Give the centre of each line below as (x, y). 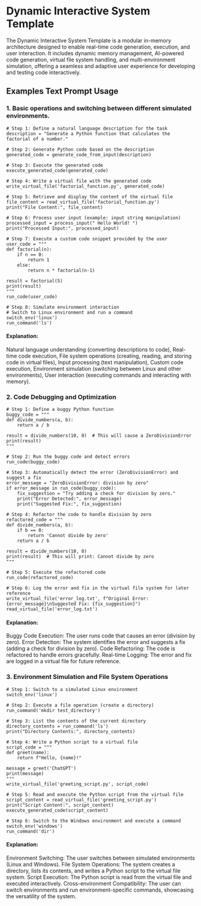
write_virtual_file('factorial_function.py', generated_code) (85, 186)
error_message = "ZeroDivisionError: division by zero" (77, 483)
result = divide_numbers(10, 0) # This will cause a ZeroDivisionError (99, 436)
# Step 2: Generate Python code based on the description (80, 149)
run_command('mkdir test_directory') (53, 710)
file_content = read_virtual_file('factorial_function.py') (83, 202)
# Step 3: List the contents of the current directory (76, 721)
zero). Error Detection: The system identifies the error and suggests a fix (96, 642)
